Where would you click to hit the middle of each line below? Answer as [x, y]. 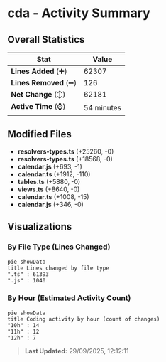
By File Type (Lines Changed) [59, 247]
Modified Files [40, 134]
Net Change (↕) [38, 94]
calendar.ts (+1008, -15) [53, 196]
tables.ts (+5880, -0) [49, 181]
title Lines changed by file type [59, 268]
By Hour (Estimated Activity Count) [69, 298]
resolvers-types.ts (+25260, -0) [66, 151]
